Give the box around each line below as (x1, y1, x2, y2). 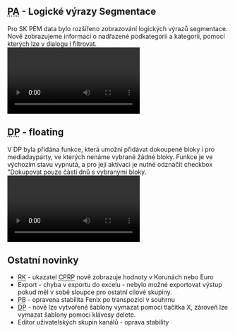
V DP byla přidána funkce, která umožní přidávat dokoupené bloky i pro (7, 145, 215, 153)
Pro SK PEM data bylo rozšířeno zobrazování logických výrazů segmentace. (7, 24, 228, 33)
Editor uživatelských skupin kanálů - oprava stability (17, 318, 169, 327)
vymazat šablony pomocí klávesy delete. (17, 310, 136, 319)
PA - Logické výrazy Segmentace (7, 6, 157, 18)
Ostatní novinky (7, 255, 79, 267)
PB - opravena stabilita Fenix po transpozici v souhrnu (17, 296, 175, 304)
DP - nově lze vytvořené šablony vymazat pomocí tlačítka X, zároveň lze (17, 303, 228, 312)
